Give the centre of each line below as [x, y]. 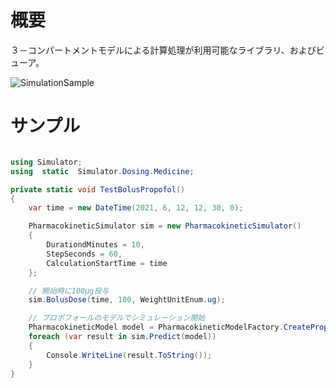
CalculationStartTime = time [107, 263]
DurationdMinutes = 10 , [95, 245]
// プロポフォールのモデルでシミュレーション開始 [117, 318]
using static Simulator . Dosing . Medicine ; [102, 171]
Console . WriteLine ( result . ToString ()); [129, 355]
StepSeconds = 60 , [84, 254]
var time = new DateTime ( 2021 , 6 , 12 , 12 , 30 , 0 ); [136, 208]
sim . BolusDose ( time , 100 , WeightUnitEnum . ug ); [127, 300]
